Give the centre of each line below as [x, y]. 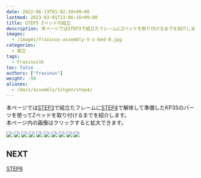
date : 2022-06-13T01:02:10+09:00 [48, 12]
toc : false [20, 67]
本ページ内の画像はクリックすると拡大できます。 [67, 122]
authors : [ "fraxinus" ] [34, 73]
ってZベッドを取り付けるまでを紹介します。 [76, 115]
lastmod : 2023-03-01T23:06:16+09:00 [52, 17]
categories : [21, 46]
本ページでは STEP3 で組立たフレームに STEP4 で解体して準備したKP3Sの [95, 107]
